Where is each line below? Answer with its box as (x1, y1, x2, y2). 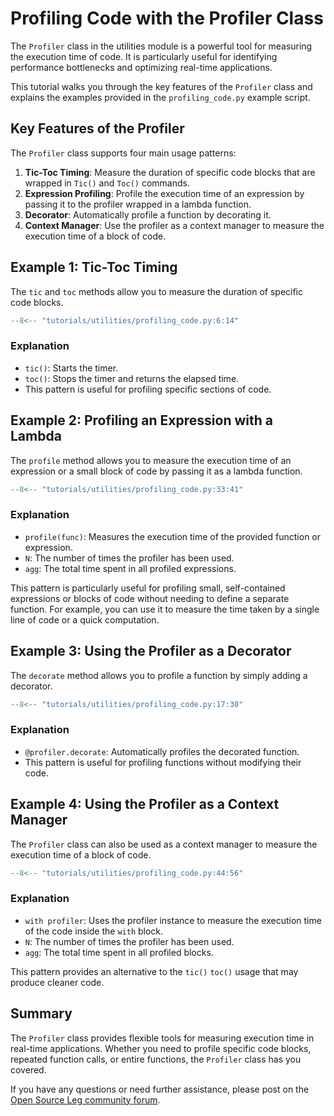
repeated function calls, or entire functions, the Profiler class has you (10, 1053, 302, 1065)
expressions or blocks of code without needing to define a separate (10, 592, 290, 604)
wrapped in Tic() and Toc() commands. (24, 177, 190, 189)
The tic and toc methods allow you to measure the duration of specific (10, 285, 303, 297)
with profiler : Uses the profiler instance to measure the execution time (24, 914, 322, 926)
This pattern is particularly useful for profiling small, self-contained (10, 582, 286, 594)
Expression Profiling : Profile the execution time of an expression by (24, 187, 305, 199)
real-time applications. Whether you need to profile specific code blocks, (10, 1042, 312, 1054)
